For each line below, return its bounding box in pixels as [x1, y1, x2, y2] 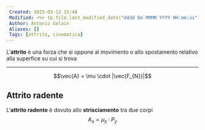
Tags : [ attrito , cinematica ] [9, 32, 84, 38]
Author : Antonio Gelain [9, 20, 70, 26]
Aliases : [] [9, 26, 40, 32]
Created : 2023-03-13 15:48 [9, 9, 78, 15]
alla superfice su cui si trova [6, 55, 77, 62]
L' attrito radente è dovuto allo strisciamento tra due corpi [6, 106, 153, 114]
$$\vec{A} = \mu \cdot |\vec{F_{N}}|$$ [53, 73, 152, 80]
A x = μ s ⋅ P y [87, 115, 117, 125]
